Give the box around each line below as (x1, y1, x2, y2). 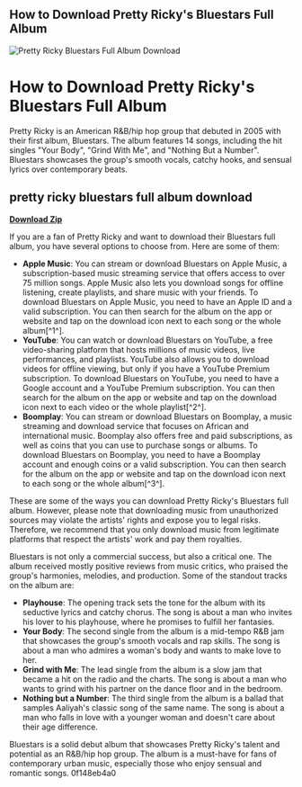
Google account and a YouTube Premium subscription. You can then (22, 382, 276, 393)
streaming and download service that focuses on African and (22, 420, 249, 431)
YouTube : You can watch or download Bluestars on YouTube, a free (22, 335, 273, 345)
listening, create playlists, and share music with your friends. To (22, 287, 259, 298)
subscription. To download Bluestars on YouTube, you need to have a (22, 372, 280, 383)
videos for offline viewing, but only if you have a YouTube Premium (22, 363, 271, 374)
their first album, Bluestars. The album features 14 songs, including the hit (9, 135, 283, 146)
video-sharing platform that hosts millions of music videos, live (22, 344, 255, 354)
